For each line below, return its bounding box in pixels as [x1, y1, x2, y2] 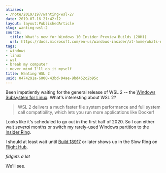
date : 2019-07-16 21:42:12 [5, 16, 61, 21]
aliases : [5, 7, 24, 12]
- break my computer [5, 62, 48, 67]
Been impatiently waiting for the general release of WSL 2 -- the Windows [5, 89, 156, 95]
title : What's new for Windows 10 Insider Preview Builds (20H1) [10, 35, 147, 40]
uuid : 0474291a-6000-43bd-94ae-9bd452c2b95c [5, 76, 99, 81]
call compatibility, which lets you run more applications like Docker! [17, 109, 155, 115]
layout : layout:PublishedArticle [5, 21, 74, 26]
